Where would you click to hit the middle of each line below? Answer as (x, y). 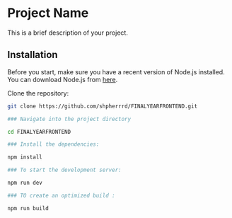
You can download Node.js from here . (63, 79)
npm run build (28, 208)
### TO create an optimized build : (61, 195)
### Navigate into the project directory (69, 119)
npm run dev (25, 183)
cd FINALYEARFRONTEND (39, 132)
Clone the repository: (38, 93)
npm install (25, 157)
